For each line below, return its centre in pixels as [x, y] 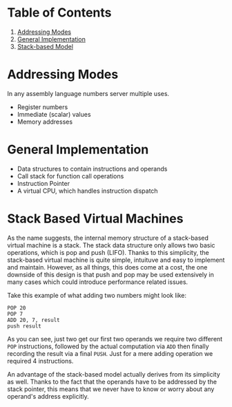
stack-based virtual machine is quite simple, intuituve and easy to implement [116, 260]
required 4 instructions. [40, 361]
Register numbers [42, 107]
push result [24, 326]
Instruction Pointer [43, 183]
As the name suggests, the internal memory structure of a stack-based [108, 238]
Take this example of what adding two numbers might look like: [97, 295]
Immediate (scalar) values [54, 114]
